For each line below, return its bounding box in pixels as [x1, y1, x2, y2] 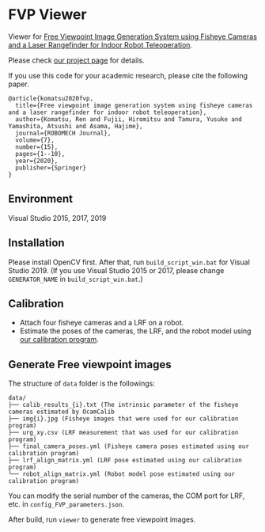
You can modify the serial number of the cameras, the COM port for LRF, [8, 491, 245, 500]
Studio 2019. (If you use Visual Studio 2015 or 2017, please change [8, 265, 225, 275]
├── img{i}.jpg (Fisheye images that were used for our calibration [8, 415, 239, 423]
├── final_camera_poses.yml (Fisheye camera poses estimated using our [8, 443, 249, 450]
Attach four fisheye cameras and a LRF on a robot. [19, 318, 184, 328]
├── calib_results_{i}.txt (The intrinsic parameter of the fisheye [8, 401, 239, 409]
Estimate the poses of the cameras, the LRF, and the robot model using [19, 326, 252, 336]
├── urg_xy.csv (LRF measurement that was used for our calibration [8, 429, 239, 437]
